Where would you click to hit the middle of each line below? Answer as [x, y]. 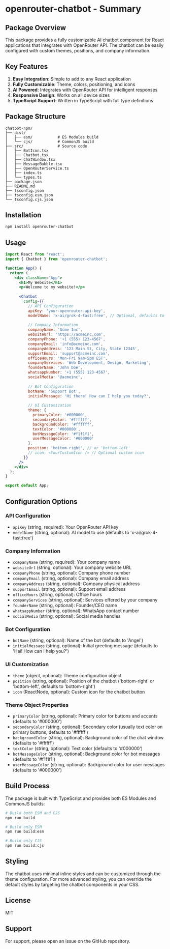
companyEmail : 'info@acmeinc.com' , [65, 344]
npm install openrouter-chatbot [39, 227]
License [18, 900]
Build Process [27, 786]
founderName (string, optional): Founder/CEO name [65, 606]
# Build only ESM [24, 827]
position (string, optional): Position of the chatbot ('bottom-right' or [83, 681]
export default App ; [27, 486]
